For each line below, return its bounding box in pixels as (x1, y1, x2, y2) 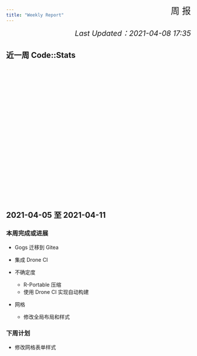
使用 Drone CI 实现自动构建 (23, 288, 89, 295)
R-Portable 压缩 (23, 281, 62, 288)
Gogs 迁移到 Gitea (14, 244, 59, 251)
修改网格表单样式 (14, 344, 56, 351)
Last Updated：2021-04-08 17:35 (74, 29, 191, 39)
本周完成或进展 (6, 230, 49, 238)
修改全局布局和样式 (23, 313, 70, 320)
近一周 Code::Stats (6, 50, 76, 60)
